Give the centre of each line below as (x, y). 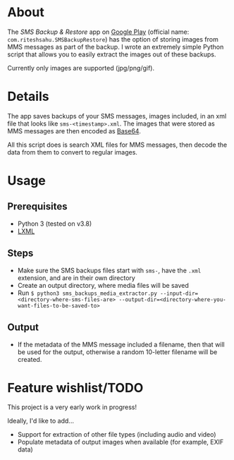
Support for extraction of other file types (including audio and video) (117, 435)
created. (30, 359)
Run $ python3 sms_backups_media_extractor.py (87, 293)
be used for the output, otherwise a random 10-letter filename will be (117, 352)
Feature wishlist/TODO (75, 388)
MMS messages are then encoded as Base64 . (74, 131)
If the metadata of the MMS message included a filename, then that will (121, 344)
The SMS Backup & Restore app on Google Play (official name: (98, 32)
